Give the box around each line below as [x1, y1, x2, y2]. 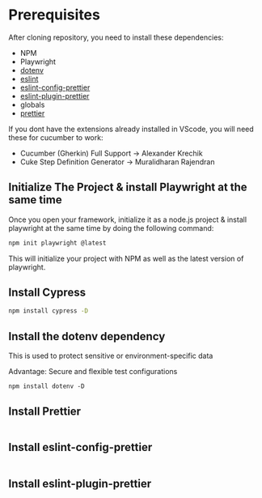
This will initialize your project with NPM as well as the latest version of [8, 253, 244, 263]
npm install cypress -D [8, 307, 89, 315]
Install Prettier [8, 404, 82, 418]
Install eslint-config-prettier [8, 441, 153, 454]
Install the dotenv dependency [8, 330, 166, 343]
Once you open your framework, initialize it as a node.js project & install [8, 215, 247, 224]
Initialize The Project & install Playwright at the [8, 181, 248, 194]
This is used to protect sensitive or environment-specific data [8, 351, 213, 361]
